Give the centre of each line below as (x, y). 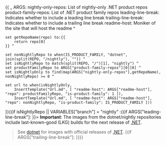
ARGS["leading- (145, 112)
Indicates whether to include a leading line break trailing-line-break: (75, 18)
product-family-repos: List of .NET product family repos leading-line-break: (83, 12)
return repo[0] (30, 42)
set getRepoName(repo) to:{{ (35, 37)
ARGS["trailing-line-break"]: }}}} (50, 137)
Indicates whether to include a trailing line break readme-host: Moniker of (81, 23)
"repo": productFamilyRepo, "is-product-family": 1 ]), (64, 94)
